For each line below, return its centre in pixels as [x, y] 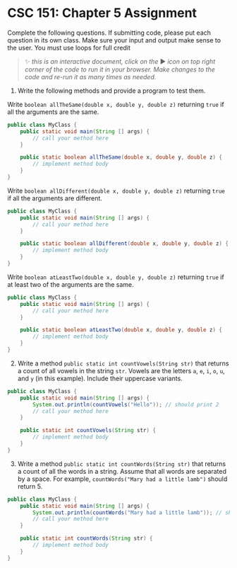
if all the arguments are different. [55, 198]
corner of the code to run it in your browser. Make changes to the [120, 69]
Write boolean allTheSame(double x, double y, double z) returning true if [116, 104]
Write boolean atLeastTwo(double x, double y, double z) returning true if [116, 277]
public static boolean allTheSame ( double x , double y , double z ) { [121, 157]
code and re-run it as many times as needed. [90, 76]
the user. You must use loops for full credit [69, 47]
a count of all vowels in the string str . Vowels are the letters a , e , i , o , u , [121, 370]
